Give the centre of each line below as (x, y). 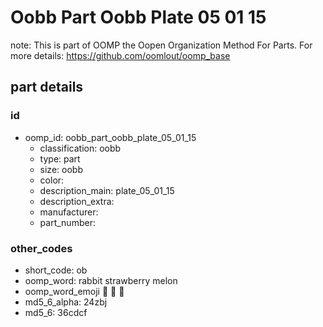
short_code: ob (56, 270)
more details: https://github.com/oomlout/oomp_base (120, 55)
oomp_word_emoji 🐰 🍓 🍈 (74, 291)
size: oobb (61, 169)
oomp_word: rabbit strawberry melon (101, 280)
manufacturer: (69, 212)
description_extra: (77, 201)
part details (47, 87)
